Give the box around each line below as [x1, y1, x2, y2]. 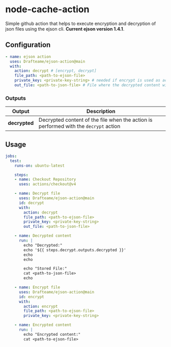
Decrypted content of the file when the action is [38, 116, 153, 123]
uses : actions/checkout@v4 [18, 182, 76, 187]
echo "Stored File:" [23, 266, 67, 271]
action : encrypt [23, 304, 58, 309]
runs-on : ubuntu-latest [14, 163, 65, 168]
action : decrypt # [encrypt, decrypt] [14, 68, 97, 73]
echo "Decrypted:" [23, 243, 63, 248]
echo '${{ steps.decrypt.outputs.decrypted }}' [23, 247, 126, 253]
